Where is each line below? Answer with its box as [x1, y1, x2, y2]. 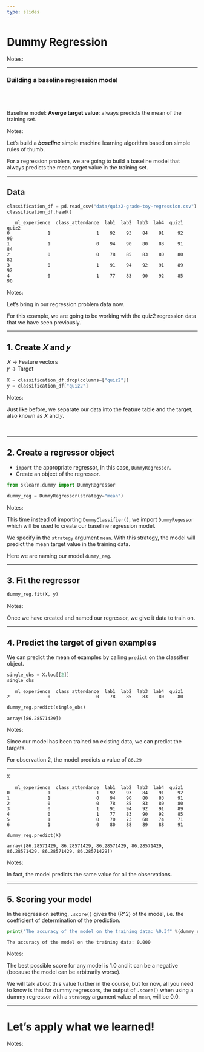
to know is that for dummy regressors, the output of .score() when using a [7, 986, 194, 994]
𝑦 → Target [7, 365, 34, 372]
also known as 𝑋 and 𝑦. [7, 412, 65, 419]
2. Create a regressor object [7, 448, 114, 458]
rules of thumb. [7, 145, 45, 152]
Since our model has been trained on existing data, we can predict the [7, 737, 182, 745]
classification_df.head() [7, 209, 72, 215]
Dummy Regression [7, 35, 108, 49]
